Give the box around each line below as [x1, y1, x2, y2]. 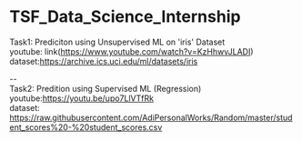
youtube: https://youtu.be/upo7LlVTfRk [9, 93, 155, 104]
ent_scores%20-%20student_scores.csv [9, 121, 163, 133]
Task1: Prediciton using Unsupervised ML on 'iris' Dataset [9, 36, 226, 47]
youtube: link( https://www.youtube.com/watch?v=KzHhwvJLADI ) [9, 45, 254, 56]
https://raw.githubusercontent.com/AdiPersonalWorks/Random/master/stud [9, 112, 293, 123]
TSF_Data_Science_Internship [9, 6, 241, 27]
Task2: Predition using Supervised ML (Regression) [9, 83, 202, 94]
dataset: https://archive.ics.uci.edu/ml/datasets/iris [9, 55, 198, 66]
